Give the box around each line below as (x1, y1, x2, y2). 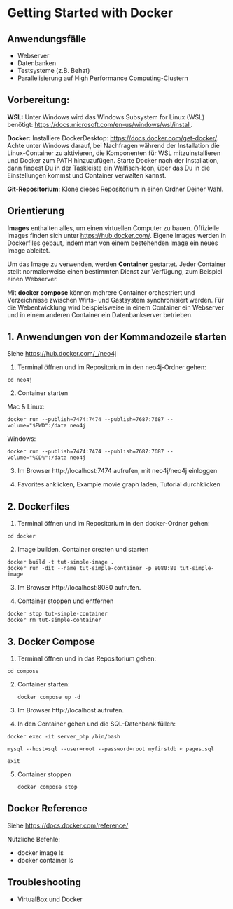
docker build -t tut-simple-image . (7, 559, 114, 566)
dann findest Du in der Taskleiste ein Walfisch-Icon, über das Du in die (7, 164, 211, 172)
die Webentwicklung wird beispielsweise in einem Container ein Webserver (7, 303, 225, 312)
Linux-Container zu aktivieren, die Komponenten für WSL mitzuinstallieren (7, 149, 221, 157)
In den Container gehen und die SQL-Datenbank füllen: (17, 719, 176, 728)
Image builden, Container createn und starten (17, 545, 149, 554)
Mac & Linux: (7, 402, 45, 411)
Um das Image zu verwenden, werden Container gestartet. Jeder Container (7, 260, 226, 268)
